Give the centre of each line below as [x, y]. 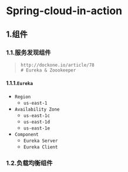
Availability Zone [37, 110]
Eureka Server [41, 141]
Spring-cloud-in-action [64, 11]
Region [23, 97]
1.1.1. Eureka [20, 83]
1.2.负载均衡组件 [29, 163]
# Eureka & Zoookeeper [48, 70]
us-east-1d [37, 122]
